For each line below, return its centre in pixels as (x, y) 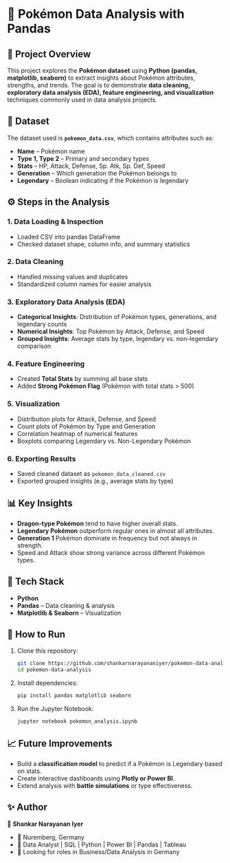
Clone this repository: (47, 651)
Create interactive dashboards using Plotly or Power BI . (96, 778)
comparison (34, 346)
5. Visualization (34, 404)
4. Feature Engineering (46, 364)
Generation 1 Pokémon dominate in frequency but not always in (107, 538)
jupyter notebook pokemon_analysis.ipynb (77, 721)
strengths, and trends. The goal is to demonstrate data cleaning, (99, 85)
